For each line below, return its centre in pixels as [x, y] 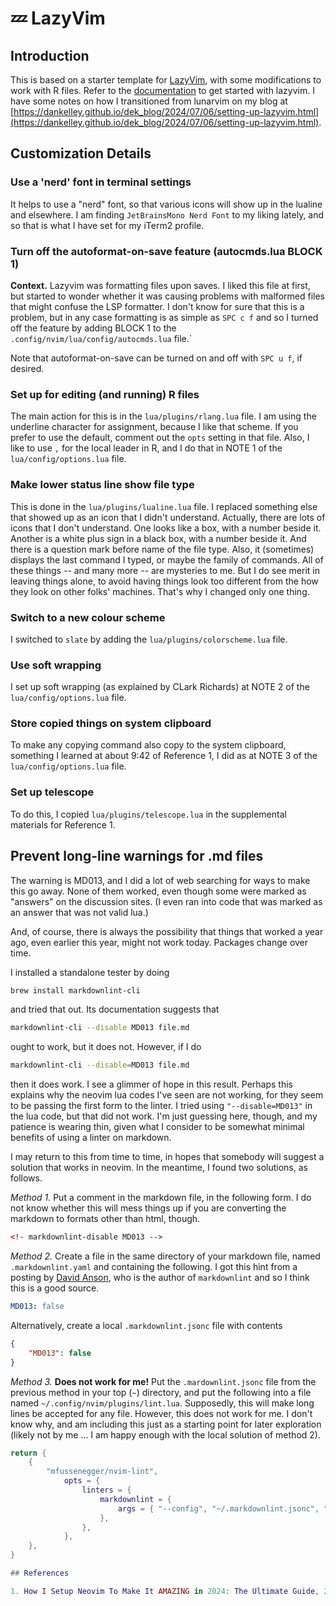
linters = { [106, 1490]
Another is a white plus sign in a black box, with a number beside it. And [158, 538]
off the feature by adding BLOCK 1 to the [93, 328]
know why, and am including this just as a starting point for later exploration [166, 1424]
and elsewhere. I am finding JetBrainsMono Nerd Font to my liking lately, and [167, 214]
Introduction [50, 55]
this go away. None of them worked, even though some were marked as [158, 891]
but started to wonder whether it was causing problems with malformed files [167, 296]
